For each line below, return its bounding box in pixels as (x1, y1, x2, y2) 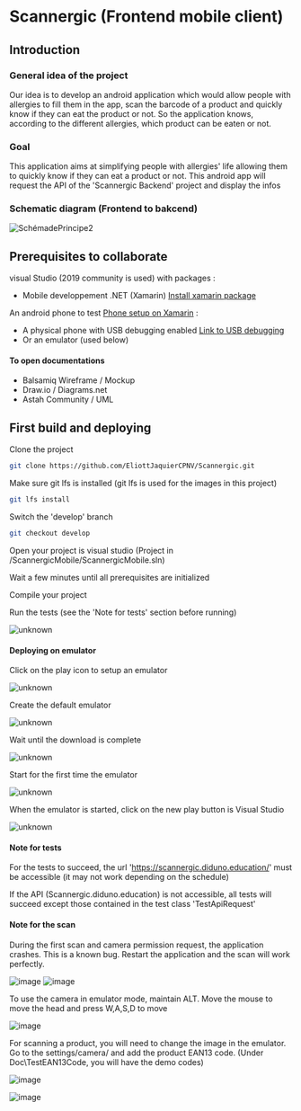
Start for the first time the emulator (9, 769, 137, 780)
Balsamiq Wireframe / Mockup (22, 375, 136, 386)
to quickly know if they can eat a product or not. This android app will (9, 171, 267, 182)
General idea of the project (9, 69, 128, 82)
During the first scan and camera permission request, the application (9, 939, 264, 950)
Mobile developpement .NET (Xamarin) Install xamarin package (22, 290, 256, 301)
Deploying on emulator (9, 644, 97, 655)
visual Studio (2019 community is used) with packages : (9, 272, 216, 284)
